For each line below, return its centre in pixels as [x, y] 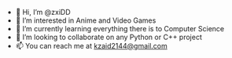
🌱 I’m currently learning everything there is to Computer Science [120, 29]
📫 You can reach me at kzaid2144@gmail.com [91, 46]
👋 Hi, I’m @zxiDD [43, 12]
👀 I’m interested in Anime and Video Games [86, 20]
